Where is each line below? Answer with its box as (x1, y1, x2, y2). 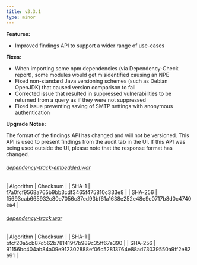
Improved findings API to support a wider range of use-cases (14, 42, 165, 49)
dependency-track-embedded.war (6, 164, 91, 172)
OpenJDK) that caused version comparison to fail (14, 83, 136, 91)
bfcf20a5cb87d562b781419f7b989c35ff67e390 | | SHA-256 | (6, 239, 156, 246)
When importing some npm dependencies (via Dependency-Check (14, 64, 179, 72)
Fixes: (6, 53, 22, 60)
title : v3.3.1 (6, 8, 42, 15)
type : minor (6, 14, 36, 20)
